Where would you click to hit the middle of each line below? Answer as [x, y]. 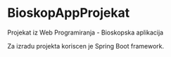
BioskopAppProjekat [69, 13]
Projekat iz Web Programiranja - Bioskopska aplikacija [85, 32]
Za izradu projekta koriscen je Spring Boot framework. [86, 46]
